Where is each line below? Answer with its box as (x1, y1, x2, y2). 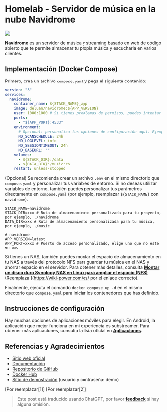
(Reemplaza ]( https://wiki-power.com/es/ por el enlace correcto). (5, 275, 139, 281)
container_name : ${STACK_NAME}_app (14, 101, 88, 106)
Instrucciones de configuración (5, 304, 105, 313)
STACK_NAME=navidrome (5, 206, 50, 211)
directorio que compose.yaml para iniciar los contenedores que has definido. (5, 290, 160, 296)
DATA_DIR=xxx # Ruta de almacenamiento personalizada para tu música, (5, 219, 155, 224)
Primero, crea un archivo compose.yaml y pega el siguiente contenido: (5, 78, 147, 84)
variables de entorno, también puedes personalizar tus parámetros (5, 185, 142, 192)
